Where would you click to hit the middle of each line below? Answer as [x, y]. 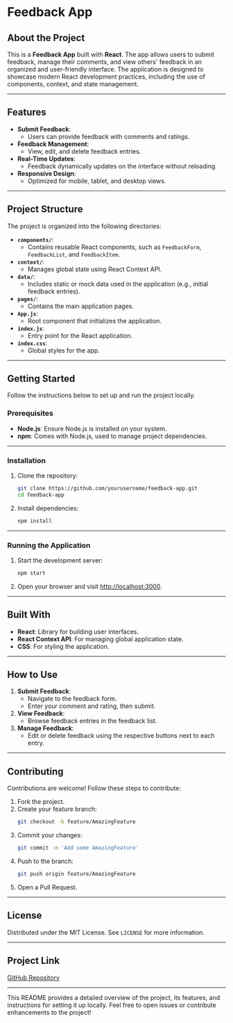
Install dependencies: [48, 508]
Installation [27, 460]
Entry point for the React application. [80, 335]
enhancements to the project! [49, 1012]
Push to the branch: [45, 861]
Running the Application [49, 545]
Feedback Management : [53, 144]
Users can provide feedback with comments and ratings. [109, 136]
